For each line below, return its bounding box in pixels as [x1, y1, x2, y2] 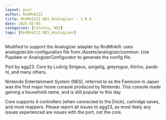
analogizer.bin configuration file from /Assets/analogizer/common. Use [5, 49, 149, 55]
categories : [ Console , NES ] [5, 26, 63, 31]
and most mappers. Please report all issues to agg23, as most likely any [5, 104, 151, 110]
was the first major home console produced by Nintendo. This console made [5, 84, 161, 89]
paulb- [145, 64, 160, 70]
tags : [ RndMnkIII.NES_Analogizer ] [5, 30, 77, 35]
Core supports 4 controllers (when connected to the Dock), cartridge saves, [5, 99, 160, 104]
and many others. [11, 69, 47, 75]
